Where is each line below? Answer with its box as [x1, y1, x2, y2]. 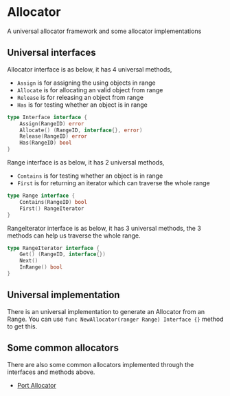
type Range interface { [7, 192, 76, 199]
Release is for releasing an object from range [16, 93, 144, 101]
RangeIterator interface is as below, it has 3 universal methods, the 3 [7, 224, 201, 232]
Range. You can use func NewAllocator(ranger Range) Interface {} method [7, 315, 225, 323]
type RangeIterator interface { [7, 244, 100, 251]
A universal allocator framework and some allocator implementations [7, 27, 202, 35]
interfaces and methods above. [7, 368, 95, 376]
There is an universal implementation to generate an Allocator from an [7, 307, 205, 315]
